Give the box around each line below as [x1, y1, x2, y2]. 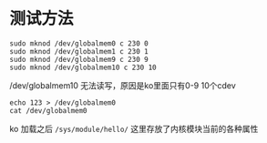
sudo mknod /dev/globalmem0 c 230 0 [9, 38, 149, 48]
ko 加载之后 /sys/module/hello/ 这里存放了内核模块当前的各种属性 [9, 123, 259, 134]
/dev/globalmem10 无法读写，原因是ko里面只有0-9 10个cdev [9, 79, 237, 91]
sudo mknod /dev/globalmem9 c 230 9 [9, 55, 149, 64]
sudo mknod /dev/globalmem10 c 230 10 [9, 63, 157, 72]
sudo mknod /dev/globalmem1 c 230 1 [9, 46, 149, 56]
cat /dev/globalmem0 [9, 106, 88, 115]
